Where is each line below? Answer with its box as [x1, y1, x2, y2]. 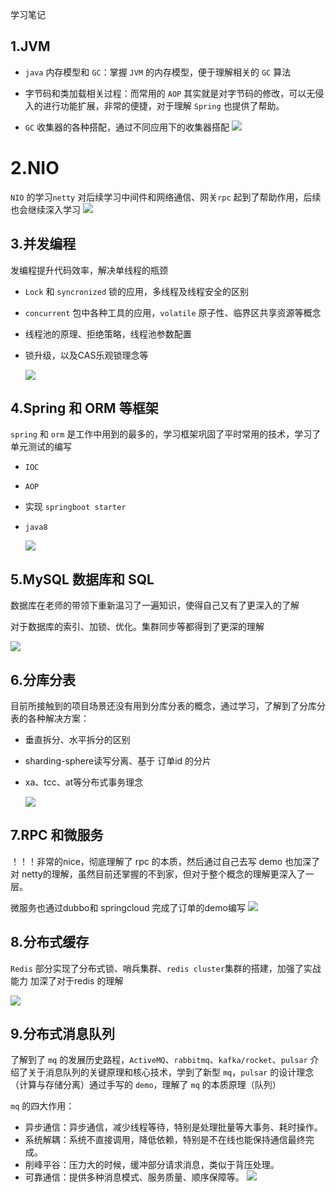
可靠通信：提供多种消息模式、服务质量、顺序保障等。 [24, 1171, 245, 1183]
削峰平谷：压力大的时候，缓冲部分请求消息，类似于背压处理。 [24, 1159, 280, 1171]
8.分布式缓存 [10, 934, 90, 951]
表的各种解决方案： [10, 713, 90, 724]
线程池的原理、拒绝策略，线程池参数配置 [24, 328, 192, 340]
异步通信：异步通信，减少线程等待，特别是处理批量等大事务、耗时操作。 [24, 1121, 323, 1133]
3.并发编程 [10, 236, 77, 253]
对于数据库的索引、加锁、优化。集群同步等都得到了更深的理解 [10, 621, 265, 633]
